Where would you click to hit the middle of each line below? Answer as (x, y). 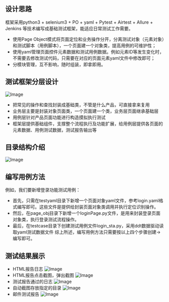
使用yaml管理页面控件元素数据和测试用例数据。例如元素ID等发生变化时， (88, 51)
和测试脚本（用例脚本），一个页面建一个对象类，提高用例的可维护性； (84, 45)
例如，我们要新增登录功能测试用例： (43, 190)
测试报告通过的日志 (33, 282)
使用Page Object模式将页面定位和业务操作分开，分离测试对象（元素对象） (88, 39)
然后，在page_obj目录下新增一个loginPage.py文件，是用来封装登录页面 (86, 213)
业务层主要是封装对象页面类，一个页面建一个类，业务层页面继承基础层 (86, 111)
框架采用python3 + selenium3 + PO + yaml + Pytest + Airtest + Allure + (79, 22)
